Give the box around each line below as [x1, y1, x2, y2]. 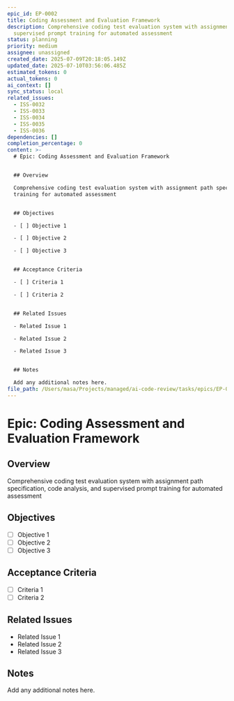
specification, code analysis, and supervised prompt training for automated [7, 484, 223, 492]
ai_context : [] [7, 82, 52, 89]
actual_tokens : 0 [7, 75, 58, 82]
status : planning [7, 36, 58, 43]
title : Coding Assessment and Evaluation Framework [7, 17, 160, 24]
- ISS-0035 [13, 120, 45, 128]
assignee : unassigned [7, 50, 70, 57]
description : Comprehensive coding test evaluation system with [7, 23, 198, 30]
